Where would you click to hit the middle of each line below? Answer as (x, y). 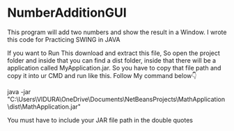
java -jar (19, 91)
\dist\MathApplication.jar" (44, 107)
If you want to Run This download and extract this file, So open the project (114, 53)
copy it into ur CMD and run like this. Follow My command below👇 (102, 75)
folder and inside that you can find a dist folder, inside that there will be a (112, 60)
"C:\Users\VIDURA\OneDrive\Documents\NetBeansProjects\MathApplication (116, 99)
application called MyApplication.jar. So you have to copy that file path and (114, 68)
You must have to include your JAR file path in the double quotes (100, 120)
